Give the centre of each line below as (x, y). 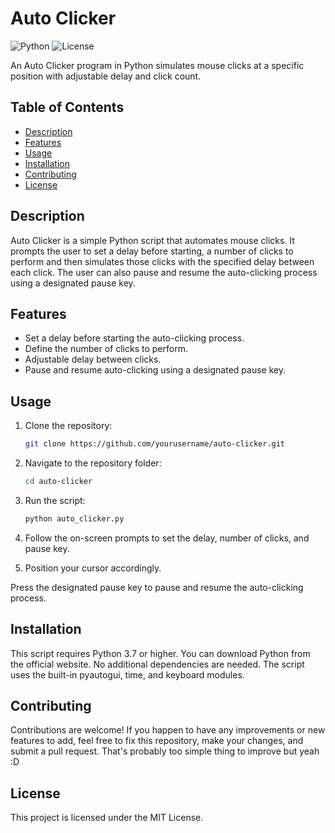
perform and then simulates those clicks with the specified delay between (162, 261)
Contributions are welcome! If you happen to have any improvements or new (168, 730)
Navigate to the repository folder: (93, 463)
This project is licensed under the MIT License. (107, 818)
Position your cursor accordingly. (93, 568)
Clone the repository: (68, 426)
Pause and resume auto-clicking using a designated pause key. (155, 370)
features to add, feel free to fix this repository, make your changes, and (157, 741)
